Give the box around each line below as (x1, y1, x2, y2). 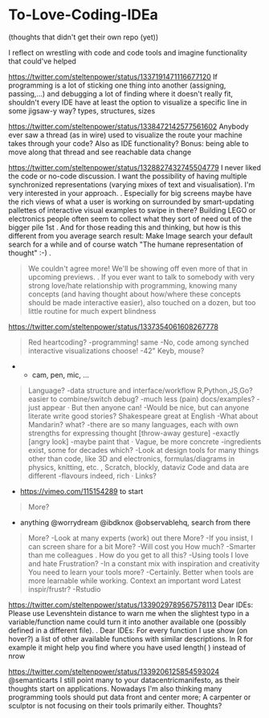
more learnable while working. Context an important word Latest (27, 576, 242, 585)
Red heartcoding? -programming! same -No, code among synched (27, 337, 249, 347)
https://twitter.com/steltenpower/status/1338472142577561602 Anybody (8, 121, 249, 131)
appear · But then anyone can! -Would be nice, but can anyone (42, 402, 250, 412)
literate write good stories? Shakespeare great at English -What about (27, 411, 259, 421)
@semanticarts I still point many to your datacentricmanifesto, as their (8, 675, 240, 684)
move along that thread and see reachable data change (8, 147, 192, 157)
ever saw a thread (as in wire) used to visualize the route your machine (8, 130, 243, 140)
